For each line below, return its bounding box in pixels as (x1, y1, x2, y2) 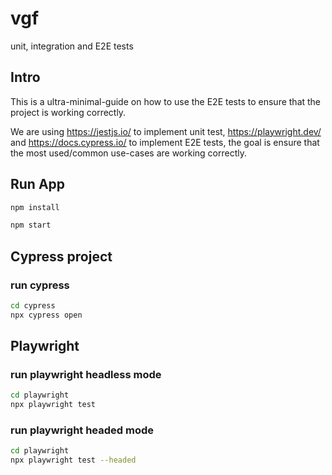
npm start (10, 220, 52, 231)
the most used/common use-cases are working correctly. (10, 147, 247, 159)
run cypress (10, 278, 70, 292)
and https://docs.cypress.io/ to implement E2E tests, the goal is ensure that (10, 136, 320, 148)
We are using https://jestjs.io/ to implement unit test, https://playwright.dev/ (10, 125, 322, 137)
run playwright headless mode (10, 368, 162, 382)
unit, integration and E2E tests (10, 40, 134, 52)
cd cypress (10, 301, 56, 311)
